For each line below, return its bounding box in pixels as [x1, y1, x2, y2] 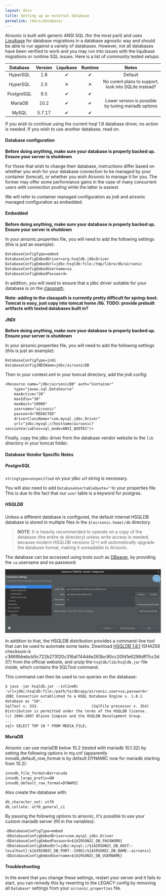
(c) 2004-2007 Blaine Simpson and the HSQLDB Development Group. [5, 714, 142, 718]
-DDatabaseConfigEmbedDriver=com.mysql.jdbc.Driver [5, 833, 114, 838]
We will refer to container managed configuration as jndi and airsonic [5, 193, 146, 200]
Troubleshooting [5, 863, 41, 870]
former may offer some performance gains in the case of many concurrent [5, 179, 157, 185]
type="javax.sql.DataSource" [14, 387, 74, 392]
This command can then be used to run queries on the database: [5, 673, 137, 679]
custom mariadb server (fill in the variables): [5, 818, 95, 824]
